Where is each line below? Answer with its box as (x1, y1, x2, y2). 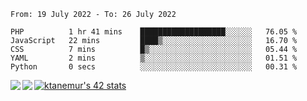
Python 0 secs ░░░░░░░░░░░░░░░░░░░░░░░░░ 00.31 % (10, 62, 298, 72)
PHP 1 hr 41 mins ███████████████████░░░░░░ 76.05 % (10, 27, 298, 37)
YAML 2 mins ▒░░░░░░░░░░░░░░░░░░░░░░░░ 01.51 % (10, 53, 298, 63)
